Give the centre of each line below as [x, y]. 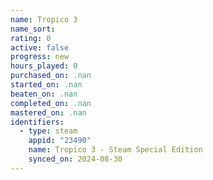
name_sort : [33, 29]
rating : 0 [31, 38]
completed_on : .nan [51, 103]
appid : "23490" [60, 141]
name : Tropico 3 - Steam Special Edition [115, 150]
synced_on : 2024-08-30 [75, 159]
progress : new [40, 57]
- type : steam [48, 131]
